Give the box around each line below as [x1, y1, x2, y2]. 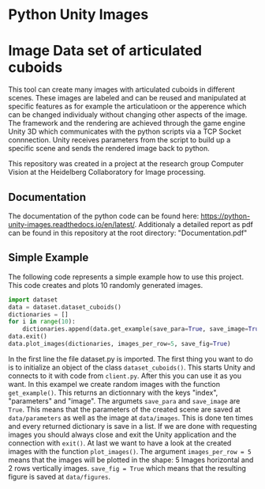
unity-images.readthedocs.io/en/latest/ [8, 219, 136, 229]
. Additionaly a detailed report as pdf [134, 219, 254, 229]
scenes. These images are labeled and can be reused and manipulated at [8, 93, 247, 103]
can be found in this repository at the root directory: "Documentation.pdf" [8, 228, 248, 237]
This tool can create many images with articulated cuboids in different [8, 85, 235, 94]
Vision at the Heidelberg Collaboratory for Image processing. [8, 168, 206, 177]
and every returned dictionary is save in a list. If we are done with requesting [8, 421, 257, 430]
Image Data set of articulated [8, 42, 203, 60]
